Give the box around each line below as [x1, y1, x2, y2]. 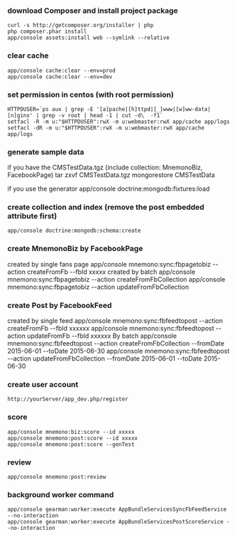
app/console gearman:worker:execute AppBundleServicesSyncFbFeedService [7, 506, 227, 514]
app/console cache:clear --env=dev [7, 73, 113, 80]
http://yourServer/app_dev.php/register [7, 395, 129, 403]
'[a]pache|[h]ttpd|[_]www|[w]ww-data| [96, 105, 211, 112]
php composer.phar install [7, 28, 87, 36]
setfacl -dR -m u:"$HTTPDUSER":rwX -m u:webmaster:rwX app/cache [7, 124, 204, 132]
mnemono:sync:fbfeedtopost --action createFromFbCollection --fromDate [7, 339, 225, 348]
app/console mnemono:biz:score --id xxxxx [7, 428, 135, 435]
